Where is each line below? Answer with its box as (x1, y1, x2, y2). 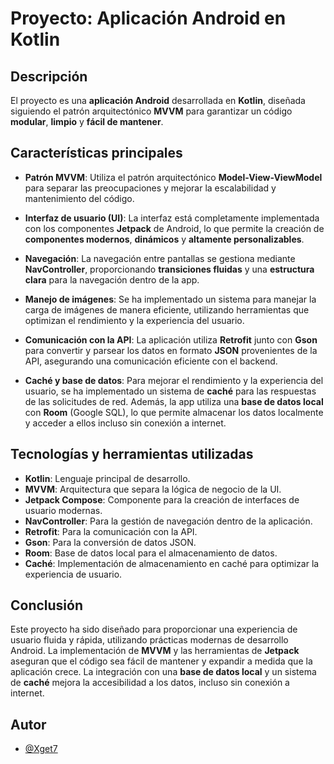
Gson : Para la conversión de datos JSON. (24, 536, 197, 548)
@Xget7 (24, 743, 58, 755)
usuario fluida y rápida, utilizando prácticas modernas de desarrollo (10, 634, 289, 646)
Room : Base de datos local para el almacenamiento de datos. (24, 547, 278, 559)
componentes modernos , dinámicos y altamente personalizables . (24, 233, 305, 245)
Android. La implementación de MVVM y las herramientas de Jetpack (10, 645, 300, 657)
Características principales (10, 145, 183, 162)
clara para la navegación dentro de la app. (24, 273, 200, 286)
